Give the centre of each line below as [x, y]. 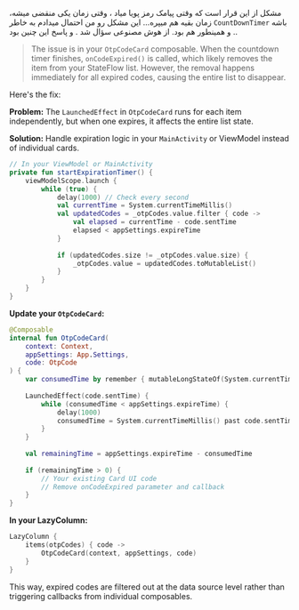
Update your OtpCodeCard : [57, 313]
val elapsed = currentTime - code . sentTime [155, 222]
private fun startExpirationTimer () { [81, 173]
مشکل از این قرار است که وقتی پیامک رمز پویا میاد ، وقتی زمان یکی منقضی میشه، [145, 13]
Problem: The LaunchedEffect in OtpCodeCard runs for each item [125, 112]
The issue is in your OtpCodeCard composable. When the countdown [155, 49]
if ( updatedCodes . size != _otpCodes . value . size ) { [153, 255]
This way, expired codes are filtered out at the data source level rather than [147, 587]
